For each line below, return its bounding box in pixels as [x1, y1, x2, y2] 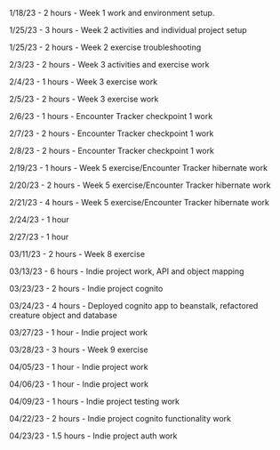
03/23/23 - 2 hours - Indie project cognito [9, 284, 164, 293]
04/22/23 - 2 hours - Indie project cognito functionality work [9, 414, 231, 423]
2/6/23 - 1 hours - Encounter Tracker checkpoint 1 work [9, 111, 213, 121]
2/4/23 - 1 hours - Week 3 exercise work [9, 76, 158, 87]
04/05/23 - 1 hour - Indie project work [9, 362, 148, 372]
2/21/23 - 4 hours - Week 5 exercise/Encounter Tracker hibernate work [9, 197, 269, 207]
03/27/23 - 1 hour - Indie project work [9, 327, 148, 337]
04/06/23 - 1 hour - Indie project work [9, 379, 149, 390]
